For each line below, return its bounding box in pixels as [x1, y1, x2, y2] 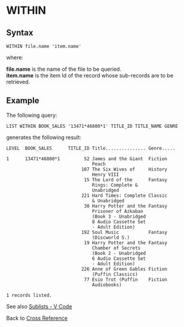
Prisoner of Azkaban [92, 208, 144, 214]
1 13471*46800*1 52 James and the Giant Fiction [6, 155, 168, 162]
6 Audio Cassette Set [92, 256, 146, 262]
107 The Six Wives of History [81, 166, 168, 172]
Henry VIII [92, 172, 119, 178]
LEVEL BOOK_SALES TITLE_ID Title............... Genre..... [6, 145, 176, 151]
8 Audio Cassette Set [92, 218, 146, 225]
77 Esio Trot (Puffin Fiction [83, 277, 168, 283]
